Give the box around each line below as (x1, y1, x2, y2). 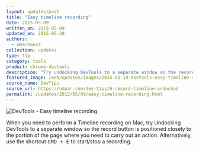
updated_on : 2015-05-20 (6, 31, 65, 37)
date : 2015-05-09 (6, 20, 49, 25)
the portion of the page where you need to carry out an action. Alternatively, (6, 131, 192, 139)
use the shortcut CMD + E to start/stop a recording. (6, 137, 132, 145)
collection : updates (6, 47, 57, 53)
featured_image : (6, 75, 46, 81)
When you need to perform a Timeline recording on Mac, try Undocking (6, 119, 181, 126)
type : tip (6, 53, 31, 59)
